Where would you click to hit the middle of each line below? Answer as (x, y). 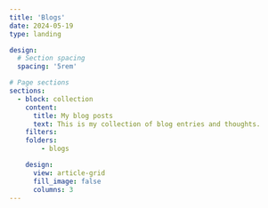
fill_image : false (67, 181)
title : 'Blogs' (37, 17)
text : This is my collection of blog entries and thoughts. (146, 124)
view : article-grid (69, 173)
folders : (41, 140)
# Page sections (39, 83)
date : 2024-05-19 (41, 26)
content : (41, 108)
